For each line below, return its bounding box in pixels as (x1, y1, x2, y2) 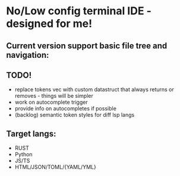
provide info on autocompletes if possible (14, 105, 117, 112)
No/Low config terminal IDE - (6, 4, 151, 18)
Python (14, 151, 33, 158)
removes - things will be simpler (14, 92, 93, 100)
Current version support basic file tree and (6, 41, 168, 51)
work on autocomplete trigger (14, 98, 88, 106)
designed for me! (6, 17, 93, 30)
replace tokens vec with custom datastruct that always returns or (14, 86, 174, 93)
